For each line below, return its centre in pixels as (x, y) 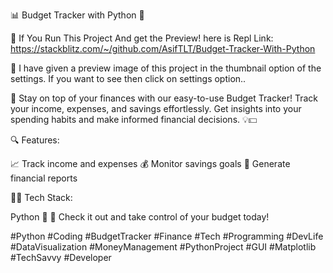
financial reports (44, 178)
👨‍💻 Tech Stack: (41, 197)
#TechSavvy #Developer (61, 257)
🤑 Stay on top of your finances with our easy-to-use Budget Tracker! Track (164, 98)
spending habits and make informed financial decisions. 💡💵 (134, 119)
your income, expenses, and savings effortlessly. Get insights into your (156, 108)
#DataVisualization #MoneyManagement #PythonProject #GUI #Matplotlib (163, 247)
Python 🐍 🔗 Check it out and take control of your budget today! (140, 217)
